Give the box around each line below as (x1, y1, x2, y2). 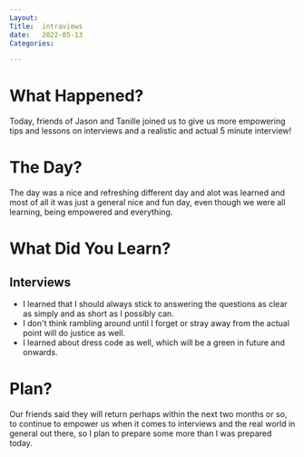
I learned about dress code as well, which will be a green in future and (22, 337, 286, 348)
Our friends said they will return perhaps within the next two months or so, (9, 409, 288, 420)
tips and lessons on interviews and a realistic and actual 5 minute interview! (9, 125, 292, 136)
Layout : (9, 13, 39, 23)
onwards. (22, 347, 58, 358)
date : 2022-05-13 (9, 30, 83, 39)
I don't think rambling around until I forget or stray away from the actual (22, 318, 290, 329)
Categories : (9, 38, 54, 48)
